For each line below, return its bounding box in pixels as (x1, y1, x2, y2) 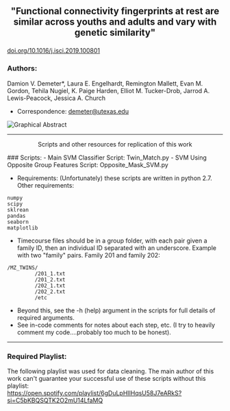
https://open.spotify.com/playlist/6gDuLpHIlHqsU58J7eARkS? (7, 388, 182, 397)
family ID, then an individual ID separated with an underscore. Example (16, 243, 217, 252)
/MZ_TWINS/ (7, 264, 38, 271)
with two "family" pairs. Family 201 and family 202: (16, 251, 161, 259)
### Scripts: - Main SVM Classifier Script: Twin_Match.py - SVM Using (7, 153, 207, 162)
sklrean (7, 206, 29, 213)
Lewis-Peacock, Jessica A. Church (7, 94, 106, 102)
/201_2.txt (34, 276, 66, 283)
